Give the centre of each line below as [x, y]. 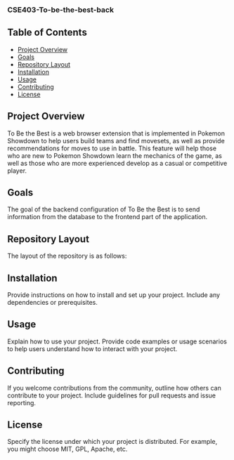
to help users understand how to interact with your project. [92, 348]
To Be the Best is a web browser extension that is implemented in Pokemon [116, 133]
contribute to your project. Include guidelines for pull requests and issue [112, 395]
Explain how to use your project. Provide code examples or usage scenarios [117, 341]
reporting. [22, 402]
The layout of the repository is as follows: [67, 256]
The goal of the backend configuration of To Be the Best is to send [104, 209]
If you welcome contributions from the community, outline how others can [114, 388]
